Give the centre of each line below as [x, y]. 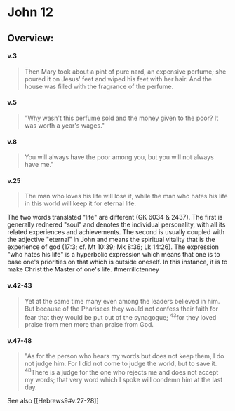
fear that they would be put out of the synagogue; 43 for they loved [120, 316]
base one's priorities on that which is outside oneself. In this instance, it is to [117, 262]
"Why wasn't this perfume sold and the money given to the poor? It [121, 118]
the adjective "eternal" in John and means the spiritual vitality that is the [111, 240]
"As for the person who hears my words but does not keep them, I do [124, 356]
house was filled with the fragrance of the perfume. [99, 86]
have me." [39, 165]
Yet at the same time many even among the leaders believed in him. [122, 301]
